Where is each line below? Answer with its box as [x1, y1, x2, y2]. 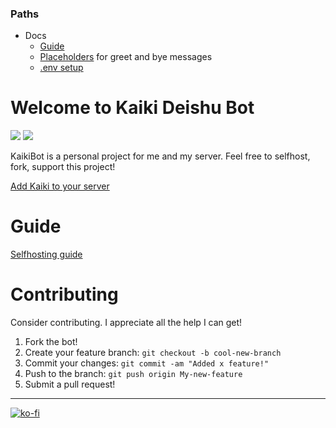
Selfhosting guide [10, 248, 83, 261]
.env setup [39, 62, 84, 74]
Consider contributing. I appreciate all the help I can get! [10, 317, 243, 329]
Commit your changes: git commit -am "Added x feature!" [24, 357, 270, 369]
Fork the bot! [24, 336, 78, 348]
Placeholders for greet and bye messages [39, 51, 213, 63]
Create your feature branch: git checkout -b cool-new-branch [24, 347, 282, 359]
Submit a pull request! [24, 378, 116, 391]
